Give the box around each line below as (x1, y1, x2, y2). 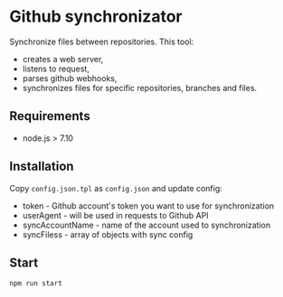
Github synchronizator (9, 6, 183, 27)
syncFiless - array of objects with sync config (22, 228, 193, 240)
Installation (9, 159, 74, 174)
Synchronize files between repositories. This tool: (9, 36, 194, 47)
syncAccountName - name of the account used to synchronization (22, 219, 271, 230)
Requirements (9, 108, 90, 124)
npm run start (9, 279, 63, 288)
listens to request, (22, 63, 90, 74)
